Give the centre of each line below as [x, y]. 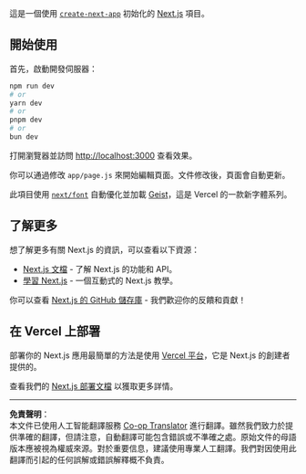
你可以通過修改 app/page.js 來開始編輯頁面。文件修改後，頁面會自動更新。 [150, 174]
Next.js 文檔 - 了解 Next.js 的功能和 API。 [100, 269]
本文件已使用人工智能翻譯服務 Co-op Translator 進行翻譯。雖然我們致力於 [148, 425]
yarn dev [26, 103]
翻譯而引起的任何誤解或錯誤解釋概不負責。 [89, 459]
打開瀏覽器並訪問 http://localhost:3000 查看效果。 [103, 155]
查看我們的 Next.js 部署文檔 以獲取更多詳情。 [94, 385]
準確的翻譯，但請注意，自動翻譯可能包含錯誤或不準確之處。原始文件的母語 [157, 437]
